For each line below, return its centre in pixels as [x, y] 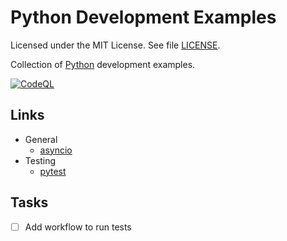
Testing [40, 160]
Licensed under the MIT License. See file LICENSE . [115, 45]
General [41, 139]
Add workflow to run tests [78, 227]
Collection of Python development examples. [103, 64]
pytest [53, 171]
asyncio [56, 150]
